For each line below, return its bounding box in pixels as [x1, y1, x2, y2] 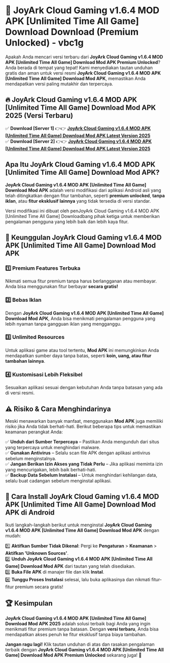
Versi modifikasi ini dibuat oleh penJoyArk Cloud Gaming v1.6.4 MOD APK [5, 208, 160, 214]
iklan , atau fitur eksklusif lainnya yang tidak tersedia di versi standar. [5, 198, 151, 204]
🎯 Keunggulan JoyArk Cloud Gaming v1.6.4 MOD [5, 233, 162, 242]
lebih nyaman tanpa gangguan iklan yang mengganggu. [5, 321, 122, 327]
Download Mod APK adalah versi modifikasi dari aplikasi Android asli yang [5, 187, 161, 193]
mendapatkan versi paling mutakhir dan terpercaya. [5, 81, 113, 87]
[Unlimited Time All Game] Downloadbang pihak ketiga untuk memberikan [5, 213, 160, 219]
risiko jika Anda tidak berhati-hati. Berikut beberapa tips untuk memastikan [5, 423, 161, 429]
